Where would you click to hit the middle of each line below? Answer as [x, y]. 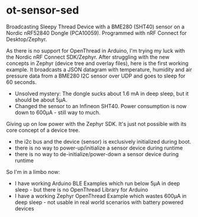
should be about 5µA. [41, 100]
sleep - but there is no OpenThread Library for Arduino [81, 189]
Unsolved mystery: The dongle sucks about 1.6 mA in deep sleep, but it [102, 93]
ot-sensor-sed [43, 10]
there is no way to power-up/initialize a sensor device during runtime [99, 148]
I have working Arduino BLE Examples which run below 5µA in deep [97, 183]
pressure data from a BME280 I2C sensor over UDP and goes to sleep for [96, 76]
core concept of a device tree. [43, 130]
